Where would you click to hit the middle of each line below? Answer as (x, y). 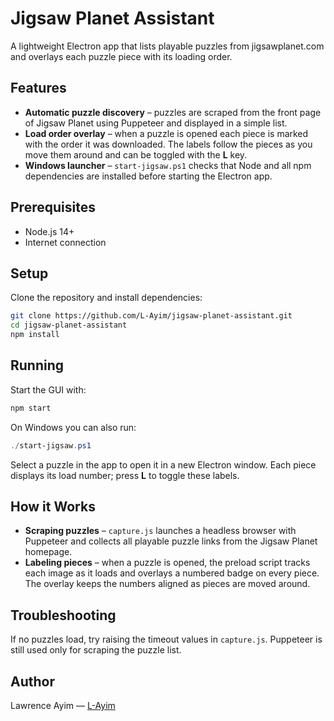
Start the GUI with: (48, 389)
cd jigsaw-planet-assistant (69, 325)
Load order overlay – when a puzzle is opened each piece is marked (166, 133)
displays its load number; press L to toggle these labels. (125, 475)
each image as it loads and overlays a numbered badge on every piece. (172, 573)
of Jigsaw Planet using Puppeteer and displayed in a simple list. (156, 123)
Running (37, 365)
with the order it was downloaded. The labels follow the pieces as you (168, 144)
